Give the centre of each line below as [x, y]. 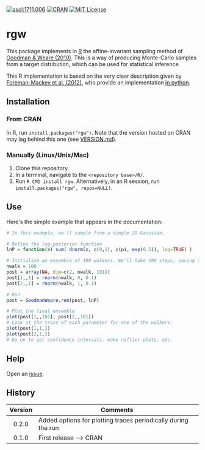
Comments [117, 410]
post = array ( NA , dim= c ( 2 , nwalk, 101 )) [59, 272]
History [21, 393]
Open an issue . [25, 373]
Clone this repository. [42, 168]
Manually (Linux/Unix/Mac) [48, 155]
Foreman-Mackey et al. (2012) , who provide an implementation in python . [99, 82]
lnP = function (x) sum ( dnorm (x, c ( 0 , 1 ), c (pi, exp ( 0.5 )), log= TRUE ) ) [99, 250]
